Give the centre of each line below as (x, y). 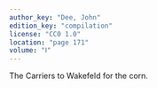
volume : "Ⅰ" (30, 51)
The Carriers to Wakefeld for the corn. (79, 76)
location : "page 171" (49, 42)
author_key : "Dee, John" (55, 17)
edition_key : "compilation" (61, 26)
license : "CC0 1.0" (45, 34)
